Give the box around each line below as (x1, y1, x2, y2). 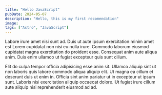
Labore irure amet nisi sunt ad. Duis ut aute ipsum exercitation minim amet (5, 38, 154, 44)
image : (5, 20, 19, 26)
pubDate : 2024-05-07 (5, 12, 47, 17)
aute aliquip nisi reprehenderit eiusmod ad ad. (5, 84, 98, 90)
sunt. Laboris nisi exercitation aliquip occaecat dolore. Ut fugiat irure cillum (5, 79, 156, 85)
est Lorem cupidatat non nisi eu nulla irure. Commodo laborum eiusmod (5, 44, 149, 50)
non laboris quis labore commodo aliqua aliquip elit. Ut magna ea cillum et (5, 69, 154, 75)
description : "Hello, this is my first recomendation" (5, 16, 119, 21)
